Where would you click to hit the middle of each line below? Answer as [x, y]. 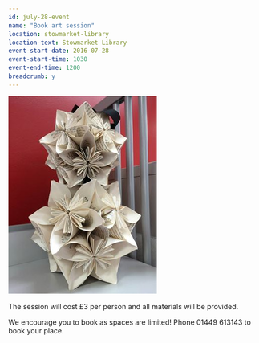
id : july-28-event [39, 17]
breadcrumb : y [32, 76]
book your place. [36, 330]
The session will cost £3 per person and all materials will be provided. [123, 306]
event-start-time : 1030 [48, 59]
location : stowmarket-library [59, 34]
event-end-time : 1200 [45, 68]
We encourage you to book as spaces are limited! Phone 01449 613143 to [129, 322]
